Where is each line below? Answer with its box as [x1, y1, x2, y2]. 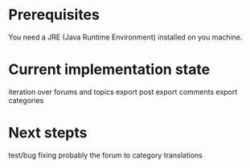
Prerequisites [8, 6, 100, 24]
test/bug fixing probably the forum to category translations [8, 150, 203, 160]
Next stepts [8, 124, 88, 142]
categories [8, 95, 44, 105]
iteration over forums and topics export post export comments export [8, 87, 238, 96]
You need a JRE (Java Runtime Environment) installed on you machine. [8, 32, 243, 42]
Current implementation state [8, 60, 211, 79]
